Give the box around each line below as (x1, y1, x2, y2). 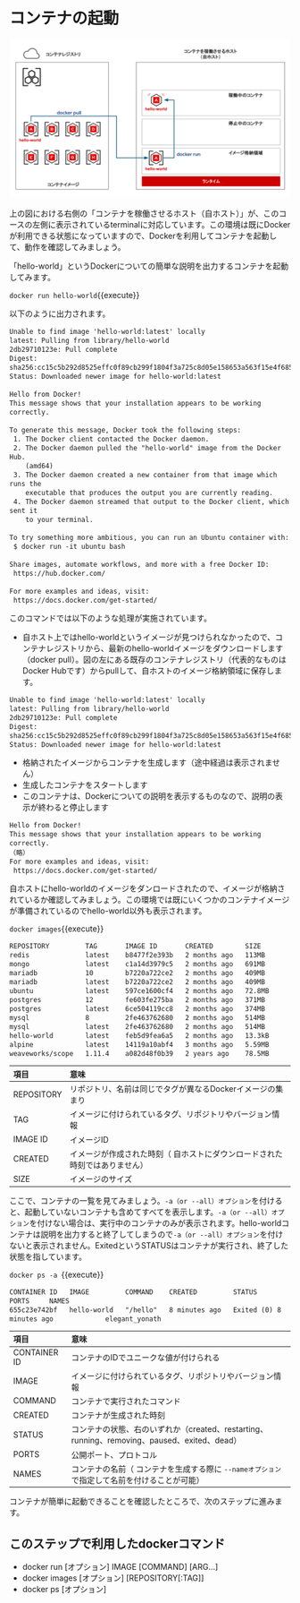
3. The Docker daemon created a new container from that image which (12, 471, 278, 480)
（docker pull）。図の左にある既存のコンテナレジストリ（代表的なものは (21, 655, 287, 665)
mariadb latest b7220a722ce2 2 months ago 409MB (9, 978, 266, 987)
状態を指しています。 (9, 1251, 87, 1262)
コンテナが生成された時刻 (71, 1410, 166, 1420)
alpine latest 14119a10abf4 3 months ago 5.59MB (9, 1041, 270, 1050)
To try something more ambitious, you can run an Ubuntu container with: (9, 534, 290, 543)
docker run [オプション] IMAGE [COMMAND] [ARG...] (21, 1562, 219, 1573)
